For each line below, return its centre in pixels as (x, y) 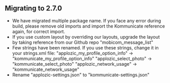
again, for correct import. (39, 31)
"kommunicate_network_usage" (46, 69)
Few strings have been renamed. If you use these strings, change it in (85, 47)
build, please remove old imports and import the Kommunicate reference (89, 26)
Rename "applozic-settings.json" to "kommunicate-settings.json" (81, 75)
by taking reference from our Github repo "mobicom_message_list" (83, 42)
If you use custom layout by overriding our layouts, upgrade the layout (86, 37)
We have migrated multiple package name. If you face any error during (87, 20)
